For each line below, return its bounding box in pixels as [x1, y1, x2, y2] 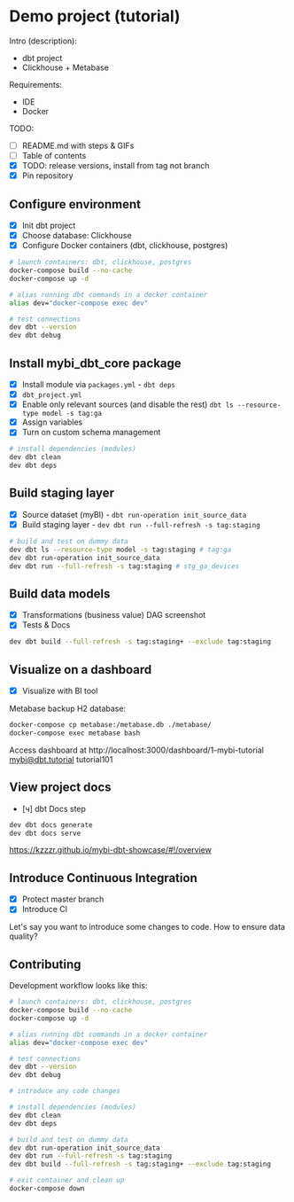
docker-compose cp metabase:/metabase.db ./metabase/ [9, 721, 213, 730]
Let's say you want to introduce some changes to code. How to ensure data [9, 922, 286, 933]
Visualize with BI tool [21, 685, 98, 696]
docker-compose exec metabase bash [9, 729, 141, 738]
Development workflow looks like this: [9, 980, 148, 991]
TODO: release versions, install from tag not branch [21, 160, 210, 171]
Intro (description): [9, 35, 78, 46]
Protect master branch [21, 894, 104, 905]
